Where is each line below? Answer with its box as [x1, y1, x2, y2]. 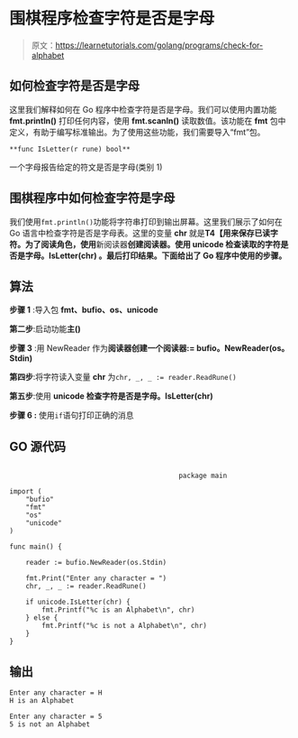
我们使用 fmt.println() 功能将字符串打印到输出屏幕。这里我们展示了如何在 [9, 216, 284, 226]
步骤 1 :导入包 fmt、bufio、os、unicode [9, 304, 159, 316]
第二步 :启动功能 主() [9, 324, 81, 335]
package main [178, 471, 228, 481]
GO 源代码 [9, 438, 66, 454]
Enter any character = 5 [9, 712, 103, 721]
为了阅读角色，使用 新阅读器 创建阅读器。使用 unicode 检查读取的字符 [24, 238, 281, 249]
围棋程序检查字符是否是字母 [9, 8, 215, 29]
